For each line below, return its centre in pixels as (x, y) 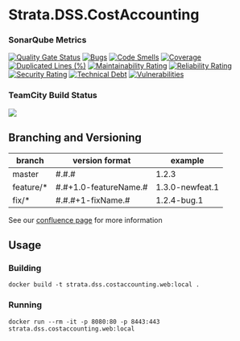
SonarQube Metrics (48, 40)
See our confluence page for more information (85, 220)
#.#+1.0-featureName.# (101, 187)
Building (25, 268)
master (25, 174)
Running (25, 305)
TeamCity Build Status (53, 96)
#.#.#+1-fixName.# (93, 200)
